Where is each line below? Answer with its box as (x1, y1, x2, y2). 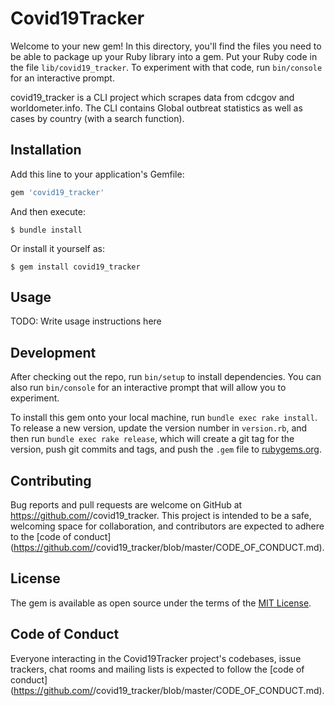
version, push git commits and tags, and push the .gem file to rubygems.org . (10, 443, 323, 456)
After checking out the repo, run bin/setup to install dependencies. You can (10, 371, 322, 383)
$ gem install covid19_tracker (10, 262, 141, 272)
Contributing (10, 472, 92, 489)
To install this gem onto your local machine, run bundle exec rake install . (10, 412, 318, 424)
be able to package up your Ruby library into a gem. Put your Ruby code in (10, 50, 318, 62)
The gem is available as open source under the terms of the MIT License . (10, 597, 312, 609)
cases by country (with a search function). (10, 112, 185, 124)
